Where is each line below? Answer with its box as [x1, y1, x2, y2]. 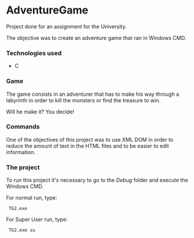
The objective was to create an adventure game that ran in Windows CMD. [6, 34, 186, 41]
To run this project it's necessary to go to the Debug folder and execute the [6, 177, 189, 184]
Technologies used [6, 49, 62, 57]
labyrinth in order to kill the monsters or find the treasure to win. [6, 96, 160, 103]
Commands [6, 123, 40, 131]
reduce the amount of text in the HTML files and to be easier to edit [6, 142, 169, 149]
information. [6, 148, 36, 156]
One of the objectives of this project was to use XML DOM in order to [6, 136, 173, 143]
